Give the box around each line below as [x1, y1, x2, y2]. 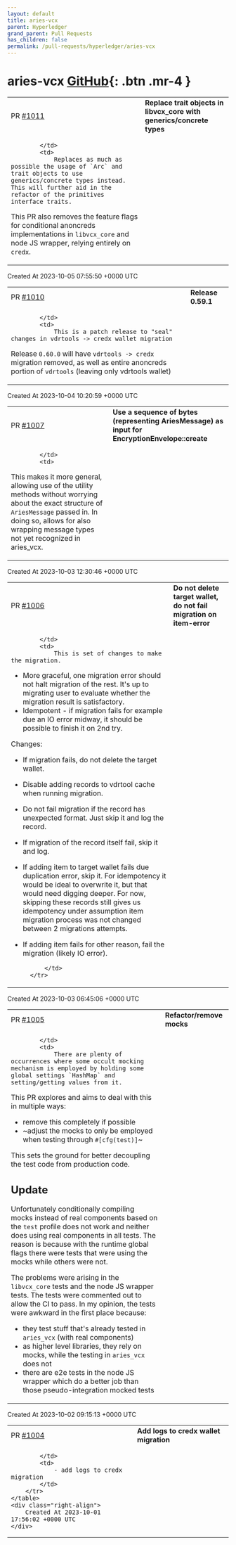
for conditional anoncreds [11, 220, 96, 230]
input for [112, 425, 143, 435]
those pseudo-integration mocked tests [22, 1385, 155, 1395]
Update [11, 1183, 48, 1196]
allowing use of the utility [11, 480, 93, 490]
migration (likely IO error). [22, 948, 107, 958]
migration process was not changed [22, 915, 142, 925]
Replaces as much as [53, 155, 123, 163]
